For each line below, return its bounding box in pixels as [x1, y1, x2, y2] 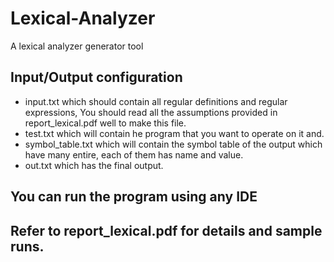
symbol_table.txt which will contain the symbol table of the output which [24, 138, 323, 150]
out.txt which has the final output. [24, 159, 164, 171]
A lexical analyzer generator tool [10, 40, 144, 52]
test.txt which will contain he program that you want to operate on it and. [24, 127, 325, 139]
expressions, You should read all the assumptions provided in [24, 106, 278, 118]
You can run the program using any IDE [10, 188, 258, 206]
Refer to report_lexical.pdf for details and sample [10, 222, 323, 239]
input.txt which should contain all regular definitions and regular [24, 95, 288, 107]
